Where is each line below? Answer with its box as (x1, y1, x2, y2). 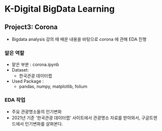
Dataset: (11, 67, 29, 73)
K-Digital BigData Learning (4, 3, 115, 15)
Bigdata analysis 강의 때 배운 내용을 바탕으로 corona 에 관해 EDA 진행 (11, 37, 147, 42)
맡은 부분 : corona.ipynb (11, 62, 59, 68)
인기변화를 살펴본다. (24, 121, 63, 127)
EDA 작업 (4, 96, 25, 103)
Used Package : (11, 78, 44, 84)
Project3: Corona (4, 23, 58, 31)
